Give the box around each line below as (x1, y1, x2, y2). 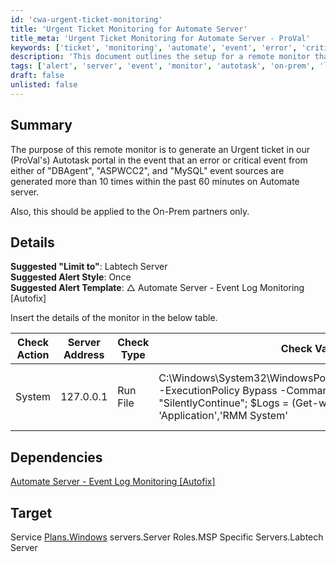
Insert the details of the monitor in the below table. (10, 312, 218, 324)
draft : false (10, 71, 65, 81)
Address (63, 348, 105, 362)
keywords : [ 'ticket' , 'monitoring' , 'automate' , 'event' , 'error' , (10, 42, 298, 53)
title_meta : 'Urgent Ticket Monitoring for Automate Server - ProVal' (10, 33, 311, 43)
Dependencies (10, 449, 103, 466)
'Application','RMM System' (158, 409, 288, 423)
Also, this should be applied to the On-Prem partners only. (10, 205, 250, 217)
